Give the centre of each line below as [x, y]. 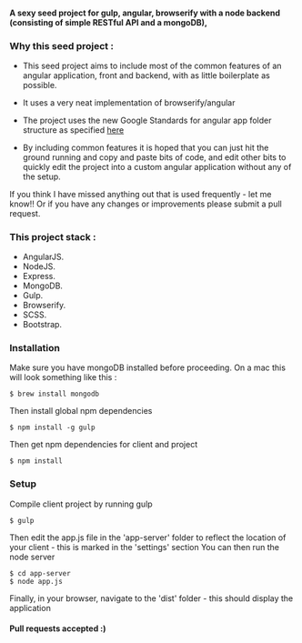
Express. [39, 276]
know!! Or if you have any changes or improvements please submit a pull [146, 204]
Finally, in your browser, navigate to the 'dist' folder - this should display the [151, 598]
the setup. [41, 176]
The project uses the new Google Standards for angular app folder [147, 120]
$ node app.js [36, 581]
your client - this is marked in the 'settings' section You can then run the [145, 547]
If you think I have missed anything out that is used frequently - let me [141, 194]
